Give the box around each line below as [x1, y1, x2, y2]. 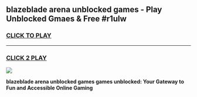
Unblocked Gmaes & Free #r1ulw [6, 14, 127, 24]
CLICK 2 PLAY [6, 53, 47, 62]
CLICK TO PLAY [6, 32, 52, 40]
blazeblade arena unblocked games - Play [6, 5, 162, 15]
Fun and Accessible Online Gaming [6, 84, 93, 91]
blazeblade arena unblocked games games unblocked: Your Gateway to [6, 78, 185, 85]
